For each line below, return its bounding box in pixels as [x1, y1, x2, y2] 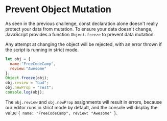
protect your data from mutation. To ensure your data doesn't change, [5, 26, 153, 32]
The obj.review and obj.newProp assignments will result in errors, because [5, 99, 162, 105]
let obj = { [5, 56, 31, 62]
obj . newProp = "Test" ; [5, 85, 54, 90]
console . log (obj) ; [5, 90, 44, 95]
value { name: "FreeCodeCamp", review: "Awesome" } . [5, 110, 118, 116]
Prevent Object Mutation [5, 4, 111, 15]
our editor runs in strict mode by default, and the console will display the [5, 104, 158, 110]
